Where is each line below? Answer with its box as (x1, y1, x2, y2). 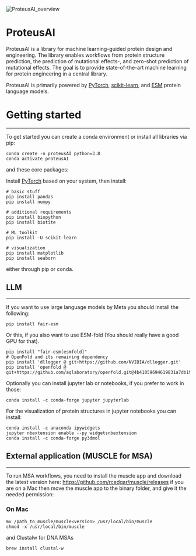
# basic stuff (6, 188, 41, 194)
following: (6, 310, 30, 317)
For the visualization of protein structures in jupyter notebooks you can (6, 407, 177, 414)
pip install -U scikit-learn (6, 235, 77, 241)
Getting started (6, 108, 82, 122)
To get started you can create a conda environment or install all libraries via (6, 133, 187, 140)
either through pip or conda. (6, 265, 74, 272)
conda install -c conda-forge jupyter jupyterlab (6, 397, 129, 403)
